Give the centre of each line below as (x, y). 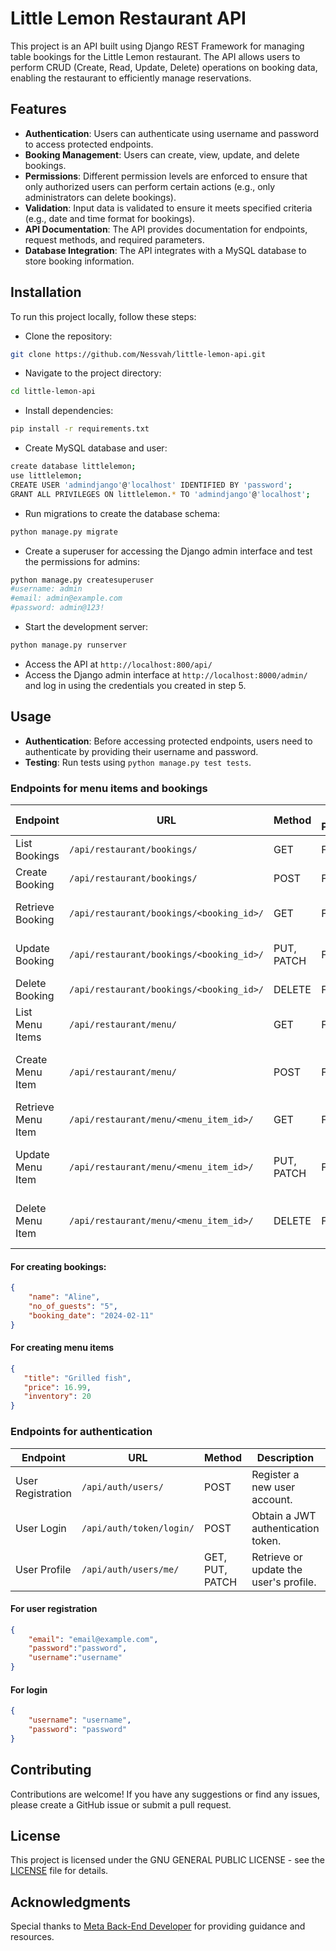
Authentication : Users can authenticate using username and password (172, 133)
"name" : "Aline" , (64, 1297)
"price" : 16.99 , (57, 1387)
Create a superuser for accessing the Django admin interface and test (168, 551)
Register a (275, 1474)
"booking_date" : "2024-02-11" (91, 1315)
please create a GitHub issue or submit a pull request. (121, 1804)
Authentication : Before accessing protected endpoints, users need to (168, 741)
